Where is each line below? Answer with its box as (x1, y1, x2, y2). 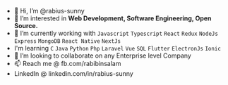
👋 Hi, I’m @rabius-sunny (13, 7, 85, 15)
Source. (13, 22, 38, 30)
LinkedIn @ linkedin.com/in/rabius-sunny (13, 70, 134, 77)
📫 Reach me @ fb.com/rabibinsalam (13, 60, 121, 67)
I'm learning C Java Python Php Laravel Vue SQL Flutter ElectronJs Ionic (13, 44, 221, 52)
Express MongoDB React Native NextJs (13, 38, 121, 45)
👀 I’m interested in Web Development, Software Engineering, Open (13, 14, 212, 22)
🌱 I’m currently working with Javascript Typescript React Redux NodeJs (13, 29, 219, 37)
